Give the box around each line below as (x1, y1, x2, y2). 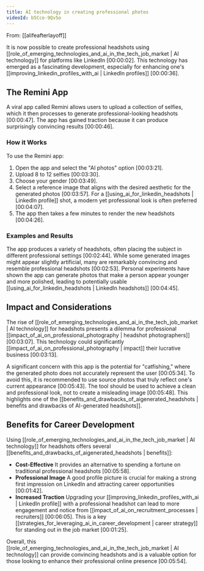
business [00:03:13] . (6, 350, 58, 358)
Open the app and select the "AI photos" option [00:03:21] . (15, 164, 164, 172)
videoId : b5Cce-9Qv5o (6, 15, 62, 21)
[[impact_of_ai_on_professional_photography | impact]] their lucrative (6, 344, 181, 352)
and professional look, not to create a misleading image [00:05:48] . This (6, 388, 188, 396)
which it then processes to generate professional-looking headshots (6, 110, 178, 117)
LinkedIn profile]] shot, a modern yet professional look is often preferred (15, 197, 197, 204)
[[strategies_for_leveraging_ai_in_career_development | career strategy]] (15, 519, 198, 527)
